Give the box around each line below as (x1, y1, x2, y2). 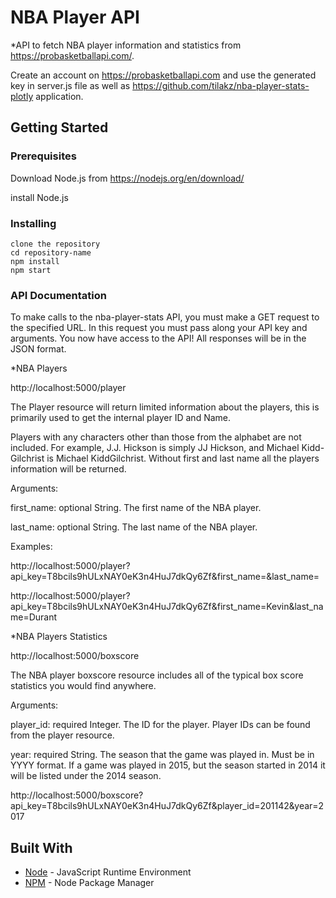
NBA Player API (10, 6, 140, 29)
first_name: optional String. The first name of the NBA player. (10, 502, 262, 514)
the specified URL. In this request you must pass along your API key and (10, 322, 308, 334)
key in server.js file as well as (10, 79, 131, 91)
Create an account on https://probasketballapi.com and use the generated (10, 69, 317, 81)
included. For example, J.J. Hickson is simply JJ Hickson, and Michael (10, 442, 300, 454)
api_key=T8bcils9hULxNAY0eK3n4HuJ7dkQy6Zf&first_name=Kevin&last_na (10, 601, 324, 613)
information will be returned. (10, 463, 127, 475)
